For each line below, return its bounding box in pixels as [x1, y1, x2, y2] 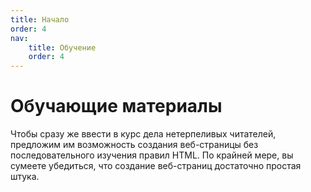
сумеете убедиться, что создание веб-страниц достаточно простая [10, 160, 302, 172]
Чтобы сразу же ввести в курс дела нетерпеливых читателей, [10, 128, 277, 140]
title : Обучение [28, 42, 97, 53]
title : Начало [10, 14, 70, 25]
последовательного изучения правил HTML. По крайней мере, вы [10, 149, 294, 161]
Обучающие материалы [10, 95, 223, 118]
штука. [10, 171, 40, 183]
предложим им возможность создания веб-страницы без [10, 139, 259, 151]
